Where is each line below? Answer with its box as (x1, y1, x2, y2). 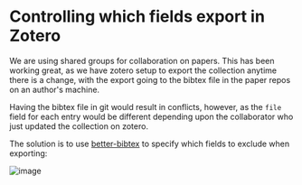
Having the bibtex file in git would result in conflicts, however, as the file (9, 101, 282, 112)
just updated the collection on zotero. (9, 120, 149, 132)
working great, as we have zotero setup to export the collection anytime (9, 65, 278, 76)
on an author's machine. (9, 84, 100, 95)
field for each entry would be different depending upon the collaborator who (9, 111, 294, 122)
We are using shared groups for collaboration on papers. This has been (9, 55, 275, 66)
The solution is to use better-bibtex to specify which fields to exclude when (9, 138, 290, 149)
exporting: (9, 147, 48, 159)
